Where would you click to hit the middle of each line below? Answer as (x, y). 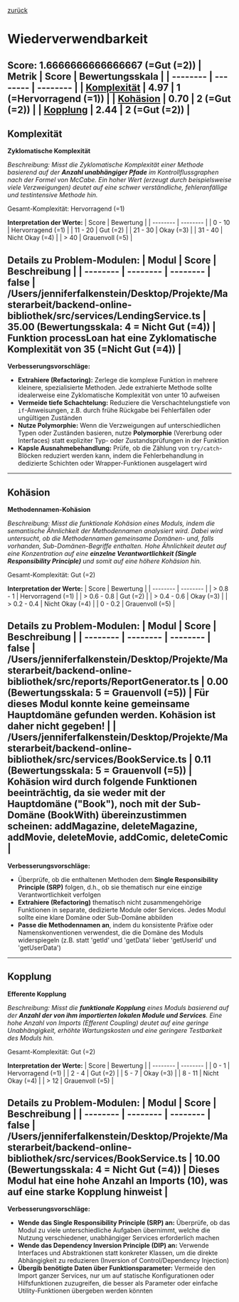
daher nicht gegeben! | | (62, 726)
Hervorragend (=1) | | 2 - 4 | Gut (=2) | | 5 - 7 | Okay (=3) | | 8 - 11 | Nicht (113, 1073)
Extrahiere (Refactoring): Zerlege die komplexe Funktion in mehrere (118, 380)
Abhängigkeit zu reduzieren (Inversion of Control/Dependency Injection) (123, 1261)
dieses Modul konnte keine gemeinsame (99, 704)
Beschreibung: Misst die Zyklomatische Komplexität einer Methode (106, 165)
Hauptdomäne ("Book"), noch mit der (92, 804)
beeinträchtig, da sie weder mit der (86, 793)
